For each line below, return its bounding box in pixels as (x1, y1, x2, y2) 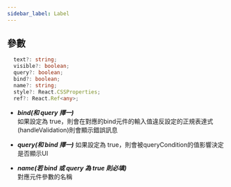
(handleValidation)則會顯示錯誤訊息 (17, 125, 118, 134)
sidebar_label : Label (7, 10, 70, 17)
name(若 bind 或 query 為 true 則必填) (17, 163, 127, 172)
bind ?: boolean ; (13, 75, 60, 83)
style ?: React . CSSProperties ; (13, 88, 101, 96)
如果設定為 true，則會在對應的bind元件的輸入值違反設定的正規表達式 (17, 117, 214, 125)
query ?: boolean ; (13, 69, 64, 76)
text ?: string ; (13, 56, 58, 63)
